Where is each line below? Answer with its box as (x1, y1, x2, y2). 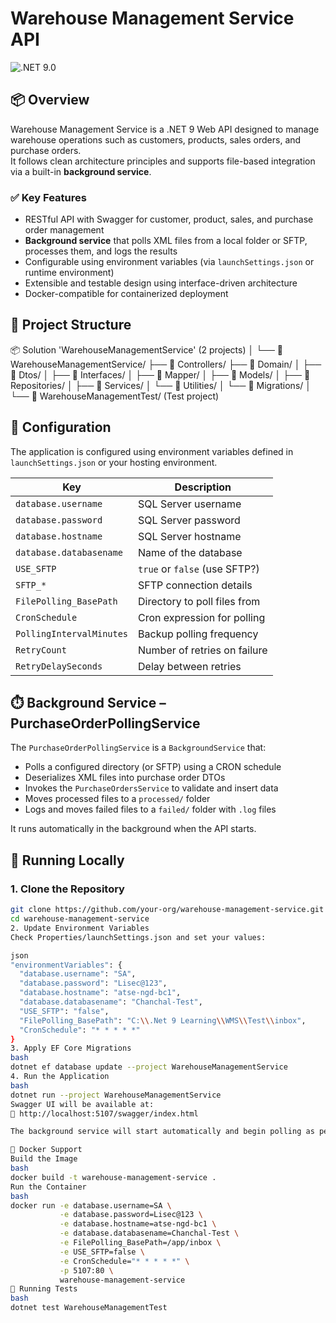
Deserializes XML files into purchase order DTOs (24, 772, 226, 784)
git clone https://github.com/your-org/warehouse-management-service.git (10, 905, 325, 915)
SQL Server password (138, 513, 241, 527)
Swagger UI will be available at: (10, 1099, 155, 1109)
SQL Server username (138, 497, 242, 511)
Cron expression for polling (138, 610, 266, 624)
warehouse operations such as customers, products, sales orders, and (10, 133, 302, 146)
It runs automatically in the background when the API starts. (10, 823, 257, 835)
